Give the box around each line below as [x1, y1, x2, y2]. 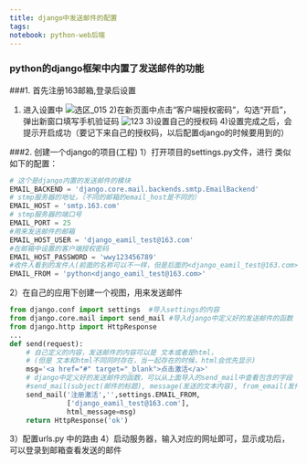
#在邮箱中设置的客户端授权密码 [9, 244, 110, 253]
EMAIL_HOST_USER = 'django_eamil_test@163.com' [9, 235, 195, 245]
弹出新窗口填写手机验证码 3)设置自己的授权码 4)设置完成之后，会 [22, 115, 292, 126]
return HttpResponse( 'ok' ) [26, 416, 129, 425]
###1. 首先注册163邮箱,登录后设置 [9, 84, 137, 96]
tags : [9, 22, 30, 31]
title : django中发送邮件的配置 [9, 13, 118, 23]
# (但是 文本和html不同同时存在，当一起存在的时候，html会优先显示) [26, 356, 256, 365]
